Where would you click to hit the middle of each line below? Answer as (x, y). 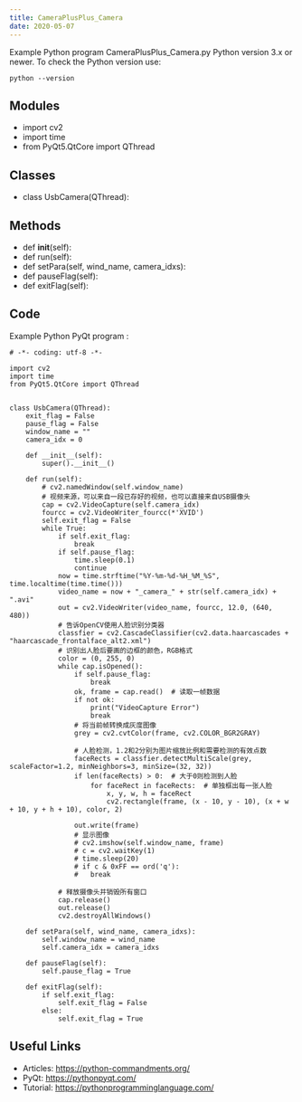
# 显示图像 (92, 835)
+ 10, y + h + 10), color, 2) (66, 809)
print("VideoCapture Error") (145, 708)
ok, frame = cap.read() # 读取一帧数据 (147, 692)
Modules (35, 105)
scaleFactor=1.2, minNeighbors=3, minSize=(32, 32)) (111, 766)
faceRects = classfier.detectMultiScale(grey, (163, 758)
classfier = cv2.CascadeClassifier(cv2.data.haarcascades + (173, 633)
